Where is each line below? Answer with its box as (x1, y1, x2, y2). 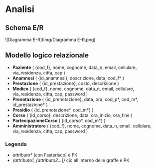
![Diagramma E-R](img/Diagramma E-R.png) (5, 36, 96, 42)
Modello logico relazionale (5, 51, 89, 59)
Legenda (5, 140, 27, 147)
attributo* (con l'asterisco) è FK (12, 152, 78, 158)
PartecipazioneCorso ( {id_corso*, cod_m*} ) (12, 117, 106, 123)
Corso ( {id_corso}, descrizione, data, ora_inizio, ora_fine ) (12, 112, 133, 118)
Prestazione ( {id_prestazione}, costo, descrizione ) (12, 80, 119, 86)
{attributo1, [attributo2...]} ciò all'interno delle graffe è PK (12, 157, 130, 163)
